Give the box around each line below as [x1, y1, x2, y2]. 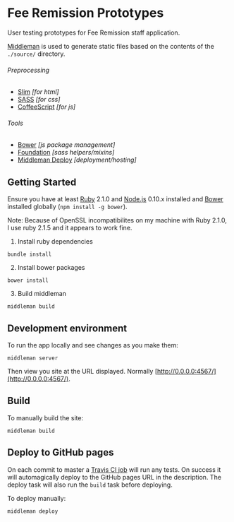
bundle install [7, 251, 52, 259]
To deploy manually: [7, 494, 66, 502]
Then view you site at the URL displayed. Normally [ [7, 367, 157, 375]
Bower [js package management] [17, 141, 116, 149]
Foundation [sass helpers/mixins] [17, 148, 115, 157]
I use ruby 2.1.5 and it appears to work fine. [7, 224, 133, 232]
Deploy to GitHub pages [7, 446, 114, 458]
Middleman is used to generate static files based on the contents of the [7, 42, 215, 50]
